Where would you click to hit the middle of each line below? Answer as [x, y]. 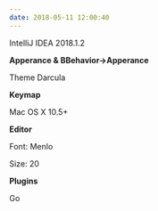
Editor [21, 129]
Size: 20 [25, 163]
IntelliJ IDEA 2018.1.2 [47, 43]
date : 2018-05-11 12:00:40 [59, 17]
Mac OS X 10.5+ [39, 111]
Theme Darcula [37, 77]
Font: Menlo [31, 146]
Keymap [25, 94]
